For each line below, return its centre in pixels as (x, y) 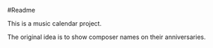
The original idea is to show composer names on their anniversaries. (107, 37)
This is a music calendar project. (55, 23)
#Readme (21, 10)
